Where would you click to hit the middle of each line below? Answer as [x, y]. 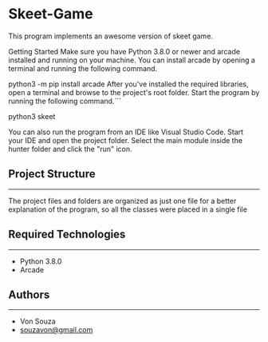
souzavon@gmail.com [56, 330]
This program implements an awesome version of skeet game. [111, 36]
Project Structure [52, 174]
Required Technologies [67, 235]
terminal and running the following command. [83, 68]
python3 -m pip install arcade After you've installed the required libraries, [128, 84]
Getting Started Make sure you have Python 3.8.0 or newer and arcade [124, 51]
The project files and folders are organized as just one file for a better [122, 201]
